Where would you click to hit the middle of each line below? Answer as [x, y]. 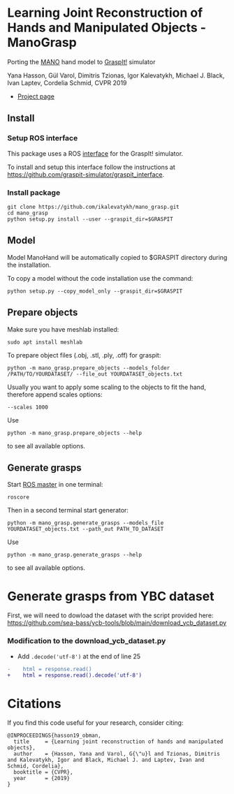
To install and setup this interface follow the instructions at [92, 167]
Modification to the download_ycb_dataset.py [87, 641]
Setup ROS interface [43, 138]
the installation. [29, 265]
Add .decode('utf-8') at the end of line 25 [79, 656]
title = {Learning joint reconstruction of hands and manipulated [118, 742]
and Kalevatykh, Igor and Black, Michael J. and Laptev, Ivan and [106, 760]
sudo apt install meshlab [45, 342]
